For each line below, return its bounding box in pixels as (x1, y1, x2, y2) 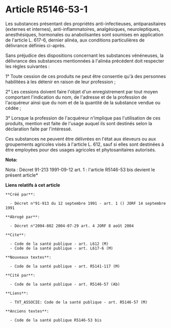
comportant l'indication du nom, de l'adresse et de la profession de (5, 94, 147, 100)
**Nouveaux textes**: (5, 255, 52, 260)
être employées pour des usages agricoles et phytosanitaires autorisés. (5, 146, 156, 152)
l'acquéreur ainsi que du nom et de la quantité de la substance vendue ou (5, 99, 161, 106)
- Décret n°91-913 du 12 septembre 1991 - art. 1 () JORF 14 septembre (10, 201, 166, 206)
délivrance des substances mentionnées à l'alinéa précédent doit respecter (5, 57, 165, 64)
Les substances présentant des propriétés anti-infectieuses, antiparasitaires (5, 21, 166, 27)
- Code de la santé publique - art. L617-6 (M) (10, 245, 114, 251)
